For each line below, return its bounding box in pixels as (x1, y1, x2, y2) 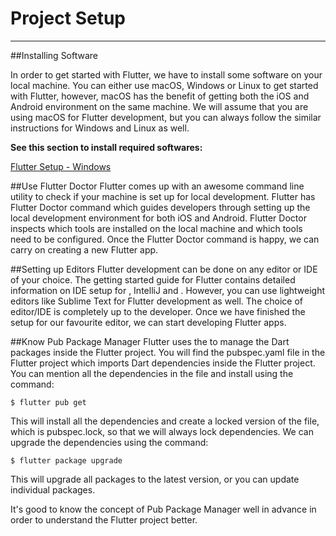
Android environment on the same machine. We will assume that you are (10, 100, 309, 112)
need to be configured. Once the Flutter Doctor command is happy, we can (10, 233, 320, 245)
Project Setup (10, 7, 127, 30)
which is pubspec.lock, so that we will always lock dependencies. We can (10, 425, 314, 437)
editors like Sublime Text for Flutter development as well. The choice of (10, 295, 303, 307)
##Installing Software (10, 49, 99, 61)
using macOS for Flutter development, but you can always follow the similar (10, 111, 322, 123)
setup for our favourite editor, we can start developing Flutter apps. (10, 316, 287, 328)
